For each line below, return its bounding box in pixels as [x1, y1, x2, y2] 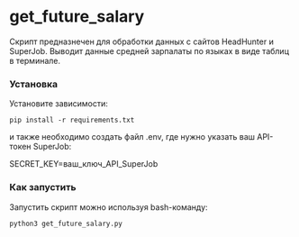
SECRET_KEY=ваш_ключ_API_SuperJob [9, 159, 159, 169]
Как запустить [9, 181, 77, 194]
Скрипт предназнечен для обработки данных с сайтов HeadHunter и [9, 36, 275, 47]
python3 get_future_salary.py [9, 219, 123, 228]
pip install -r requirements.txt [9, 115, 135, 125]
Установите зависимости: [9, 98, 108, 109]
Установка [9, 77, 59, 90]
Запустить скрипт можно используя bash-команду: [9, 201, 209, 213]
